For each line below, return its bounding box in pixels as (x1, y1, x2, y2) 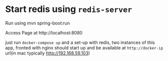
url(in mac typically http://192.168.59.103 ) (5, 50, 91, 56)
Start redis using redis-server (5, 3, 132, 15)
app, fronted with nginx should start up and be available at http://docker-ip (5, 44, 163, 50)
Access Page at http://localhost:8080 (5, 29, 83, 35)
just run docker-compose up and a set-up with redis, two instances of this (5, 39, 155, 45)
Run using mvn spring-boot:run (5, 20, 70, 26)
